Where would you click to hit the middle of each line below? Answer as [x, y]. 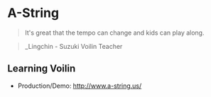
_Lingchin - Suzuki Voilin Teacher [74, 46]
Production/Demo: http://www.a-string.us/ [80, 86]
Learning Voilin [42, 69]
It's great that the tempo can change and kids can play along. [114, 33]
